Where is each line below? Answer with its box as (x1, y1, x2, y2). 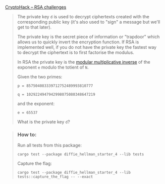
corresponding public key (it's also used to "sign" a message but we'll (17, 19, 160, 25)
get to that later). (17, 24, 52, 30)
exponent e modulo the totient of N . (17, 64, 89, 70)
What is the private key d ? (17, 119, 70, 125)
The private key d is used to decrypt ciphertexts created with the (17, 14, 150, 19)
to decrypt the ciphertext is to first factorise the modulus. (17, 49, 135, 55)
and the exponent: (17, 101, 55, 107)
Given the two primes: (17, 74, 63, 79)
